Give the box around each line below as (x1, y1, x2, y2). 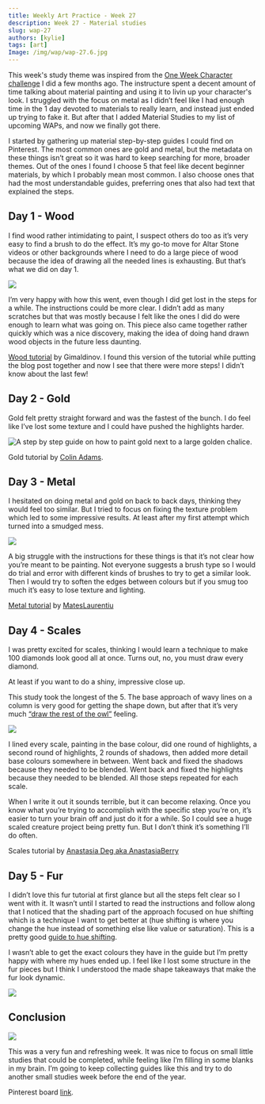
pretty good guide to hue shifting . (8, 933, 117, 942)
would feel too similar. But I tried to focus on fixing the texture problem (8, 504, 238, 514)
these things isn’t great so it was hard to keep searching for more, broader (8, 153, 251, 163)
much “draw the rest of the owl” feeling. (8, 709, 138, 719)
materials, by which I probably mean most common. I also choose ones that (8, 170, 255, 179)
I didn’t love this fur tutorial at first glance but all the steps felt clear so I (8, 890, 240, 900)
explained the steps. (8, 187, 74, 196)
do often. (8, 830, 38, 841)
